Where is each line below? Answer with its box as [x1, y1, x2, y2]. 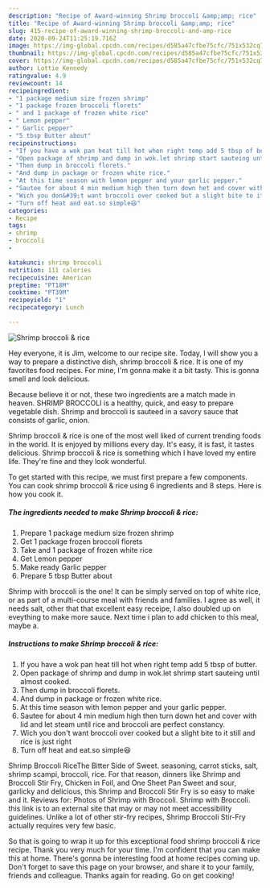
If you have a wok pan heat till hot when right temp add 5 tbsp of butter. [19, 659, 258, 669]
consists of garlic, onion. [8, 415, 90, 425]
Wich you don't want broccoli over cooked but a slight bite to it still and [19, 728, 256, 737]
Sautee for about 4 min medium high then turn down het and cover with [19, 711, 257, 720]
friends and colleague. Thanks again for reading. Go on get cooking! [8, 870, 235, 880]
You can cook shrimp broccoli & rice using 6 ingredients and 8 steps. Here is [8, 480, 262, 490]
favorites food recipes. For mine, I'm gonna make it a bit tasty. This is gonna [8, 365, 260, 375]
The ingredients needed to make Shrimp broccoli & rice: [8, 508, 198, 517]
